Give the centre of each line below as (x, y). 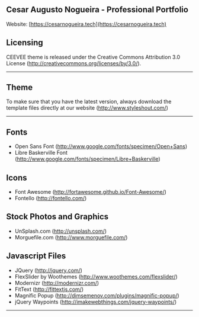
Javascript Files (36, 256)
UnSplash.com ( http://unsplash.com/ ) (61, 231)
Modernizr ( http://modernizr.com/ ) (57, 283)
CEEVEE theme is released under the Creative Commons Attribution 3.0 (93, 57)
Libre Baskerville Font (41, 153)
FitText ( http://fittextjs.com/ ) (49, 289)
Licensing (25, 43)
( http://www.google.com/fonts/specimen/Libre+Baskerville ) (88, 159)
